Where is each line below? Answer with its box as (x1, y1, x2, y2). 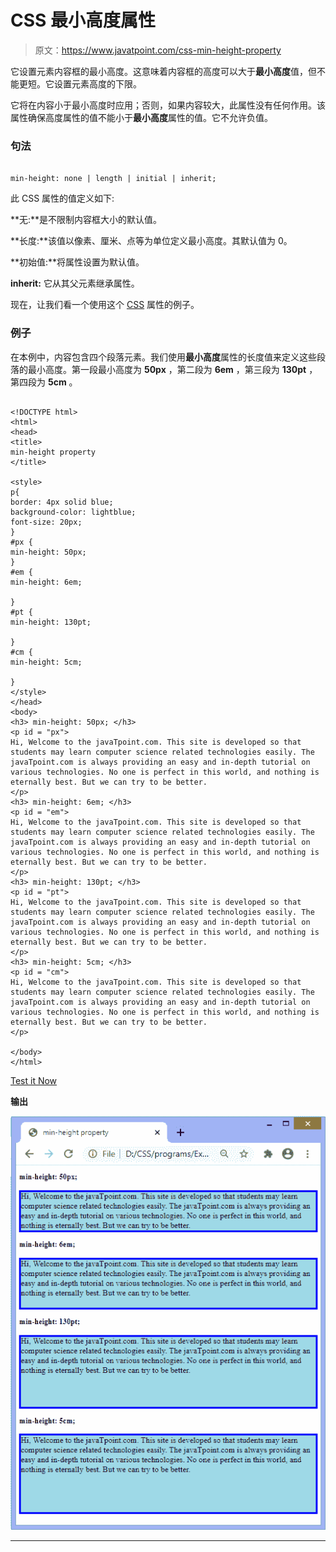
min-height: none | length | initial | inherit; (10, 174, 217, 184)
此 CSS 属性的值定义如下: (10, 192, 115, 205)
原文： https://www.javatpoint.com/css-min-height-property (34, 44, 282, 56)
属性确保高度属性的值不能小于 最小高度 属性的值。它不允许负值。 (10, 111, 273, 123)
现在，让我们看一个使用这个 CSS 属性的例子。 (10, 299, 200, 311)
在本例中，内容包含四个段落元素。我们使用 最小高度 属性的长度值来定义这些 (10, 351, 317, 363)
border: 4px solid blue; (10, 497, 114, 507)
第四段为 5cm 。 (10, 376, 78, 388)
